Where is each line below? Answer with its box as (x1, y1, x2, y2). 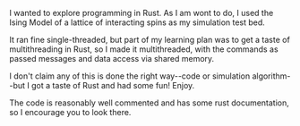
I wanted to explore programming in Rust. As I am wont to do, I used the (9, 8, 274, 18)
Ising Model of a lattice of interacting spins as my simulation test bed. (9, 17, 266, 28)
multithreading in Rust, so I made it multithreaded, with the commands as (9, 44, 279, 55)
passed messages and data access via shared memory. (9, 54, 215, 63)
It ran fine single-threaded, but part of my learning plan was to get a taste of (9, 35, 291, 45)
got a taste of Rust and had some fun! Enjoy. (30, 80, 195, 90)
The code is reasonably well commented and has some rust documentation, (9, 97, 289, 108)
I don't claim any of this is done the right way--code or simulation (9, 71, 251, 81)
